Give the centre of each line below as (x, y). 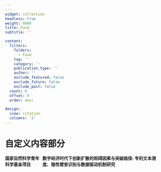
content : (14, 41)
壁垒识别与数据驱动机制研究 (87, 164)
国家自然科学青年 (22, 158)
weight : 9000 (18, 23)
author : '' (25, 73)
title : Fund (17, 28)
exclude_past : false (35, 86)
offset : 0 (19, 96)
